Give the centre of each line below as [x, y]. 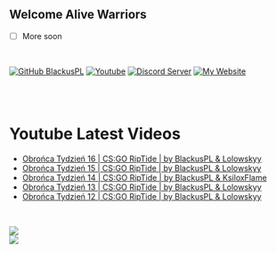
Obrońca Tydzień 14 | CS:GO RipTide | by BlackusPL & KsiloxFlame [144, 177]
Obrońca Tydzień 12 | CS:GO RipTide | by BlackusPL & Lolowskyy [142, 196]
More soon [42, 36]
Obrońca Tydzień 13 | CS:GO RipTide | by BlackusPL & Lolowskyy [142, 187]
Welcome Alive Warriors [78, 15]
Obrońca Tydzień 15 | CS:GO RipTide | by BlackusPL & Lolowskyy [142, 167]
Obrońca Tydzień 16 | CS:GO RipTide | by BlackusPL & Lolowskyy [142, 159]
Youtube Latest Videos [95, 134]
